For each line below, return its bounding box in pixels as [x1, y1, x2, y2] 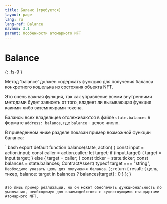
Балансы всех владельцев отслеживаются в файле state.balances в [5, 114, 151, 120]
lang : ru [5, 17, 23, 22]
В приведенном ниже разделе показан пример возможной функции [5, 129, 151, 135]
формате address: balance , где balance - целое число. [5, 119, 120, 126]
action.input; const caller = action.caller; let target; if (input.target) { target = [5, 149, 162, 156]
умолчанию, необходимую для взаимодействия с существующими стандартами [5, 189, 160, 194]
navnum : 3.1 [5, 26, 30, 31]
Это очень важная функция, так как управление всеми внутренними [5, 93, 152, 99]
